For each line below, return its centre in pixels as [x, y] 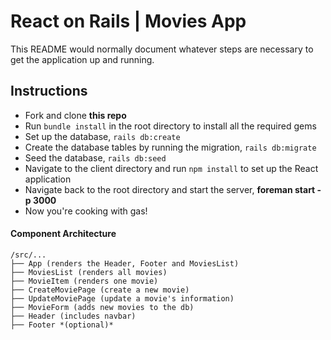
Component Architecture [63, 234]
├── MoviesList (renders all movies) [89, 272]
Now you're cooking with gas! [86, 211]
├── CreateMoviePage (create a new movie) [100, 290]
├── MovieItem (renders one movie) [84, 281]
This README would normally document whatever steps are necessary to [162, 49]
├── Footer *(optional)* [62, 325]
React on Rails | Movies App [128, 21]
